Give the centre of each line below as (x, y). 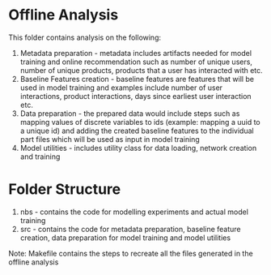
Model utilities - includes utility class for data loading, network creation (138, 148)
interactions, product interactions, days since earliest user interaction (136, 96)
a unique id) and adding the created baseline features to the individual (137, 131)
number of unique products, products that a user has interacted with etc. (141, 70)
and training (40, 157)
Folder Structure (65, 189)
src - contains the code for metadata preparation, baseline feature (130, 229)
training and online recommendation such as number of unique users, (136, 62)
